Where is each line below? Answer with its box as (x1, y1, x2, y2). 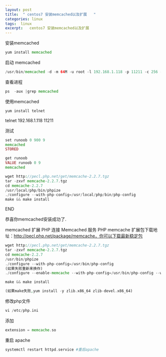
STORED (5, 147, 19, 152)
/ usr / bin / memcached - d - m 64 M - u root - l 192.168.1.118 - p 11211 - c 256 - (5, 70, 163, 74)
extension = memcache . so (5, 327, 56, 333)
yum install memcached (5, 50, 52, 55)
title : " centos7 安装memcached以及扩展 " (5, 12, 96, 17)
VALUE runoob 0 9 (5, 160, 41, 165)
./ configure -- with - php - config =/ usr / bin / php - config (5, 261, 114, 266)
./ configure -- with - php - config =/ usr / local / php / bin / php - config (5, 192, 136, 198)
